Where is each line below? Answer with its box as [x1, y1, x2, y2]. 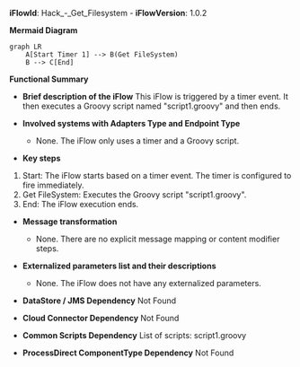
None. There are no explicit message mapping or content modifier [35, 233, 280, 244]
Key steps [22, 153, 61, 163]
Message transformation [22, 216, 118, 227]
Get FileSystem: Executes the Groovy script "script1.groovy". [22, 189, 247, 200]
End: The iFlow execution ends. [22, 199, 139, 209]
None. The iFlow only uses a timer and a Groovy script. [35, 135, 240, 146]
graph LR [9, 42, 42, 51]
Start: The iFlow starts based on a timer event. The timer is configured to [22, 170, 292, 180]
